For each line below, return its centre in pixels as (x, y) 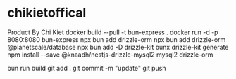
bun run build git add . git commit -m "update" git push (87, 68)
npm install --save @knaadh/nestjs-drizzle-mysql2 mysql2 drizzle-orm (110, 55)
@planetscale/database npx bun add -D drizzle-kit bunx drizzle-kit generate (118, 47)
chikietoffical (47, 13)
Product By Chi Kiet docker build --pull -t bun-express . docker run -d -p (113, 32)
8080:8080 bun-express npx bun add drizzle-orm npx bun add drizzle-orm (117, 39)
